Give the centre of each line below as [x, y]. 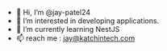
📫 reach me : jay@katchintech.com [75, 38]
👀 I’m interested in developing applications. [88, 21]
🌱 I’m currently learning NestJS [68, 29]
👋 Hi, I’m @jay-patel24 [53, 12]
